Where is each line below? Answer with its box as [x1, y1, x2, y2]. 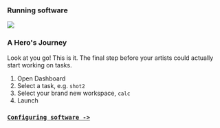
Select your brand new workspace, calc [16, 89, 131, 97]
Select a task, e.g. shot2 [16, 81, 85, 89]
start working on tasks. [7, 61, 72, 69]
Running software [7, 6, 68, 15]
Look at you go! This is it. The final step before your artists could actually [7, 54, 214, 62]
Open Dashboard [16, 74, 66, 83]
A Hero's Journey [7, 38, 67, 47]
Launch [16, 96, 39, 105]
